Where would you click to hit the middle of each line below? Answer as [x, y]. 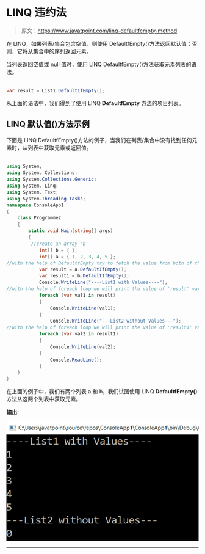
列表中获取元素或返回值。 [59, 148]
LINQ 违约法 [37, 13]
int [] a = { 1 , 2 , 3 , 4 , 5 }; [77, 257]
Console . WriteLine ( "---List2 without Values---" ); [116, 321]
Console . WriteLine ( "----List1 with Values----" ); [103, 282]
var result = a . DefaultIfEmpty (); [83, 269]
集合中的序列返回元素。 [62, 51]
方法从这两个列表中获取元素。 [44, 399]
